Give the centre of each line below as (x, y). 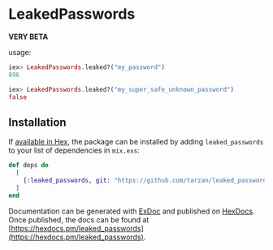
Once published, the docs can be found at (79, 219)
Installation (37, 122)
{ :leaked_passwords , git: (67, 180)
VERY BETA (28, 37)
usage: (20, 52)
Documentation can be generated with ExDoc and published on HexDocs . (132, 211)
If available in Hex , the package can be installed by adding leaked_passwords (136, 142)
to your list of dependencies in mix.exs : (74, 150)
